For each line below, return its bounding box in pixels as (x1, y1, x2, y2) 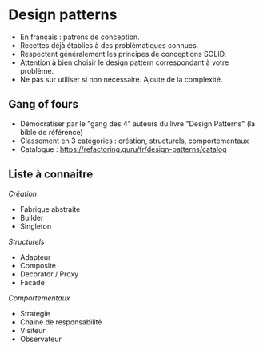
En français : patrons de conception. (19, 32, 140, 42)
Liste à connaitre (8, 168, 94, 181)
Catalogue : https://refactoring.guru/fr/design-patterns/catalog (19, 144, 227, 153)
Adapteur (19, 252, 51, 261)
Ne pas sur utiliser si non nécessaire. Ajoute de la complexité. (19, 74, 223, 84)
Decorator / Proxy (19, 269, 79, 279)
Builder (19, 213, 44, 222)
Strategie (19, 308, 50, 318)
